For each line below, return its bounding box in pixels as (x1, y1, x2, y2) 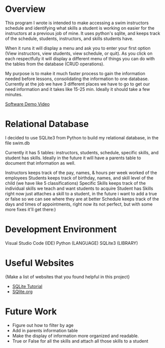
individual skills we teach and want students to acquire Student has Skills (5, 185, 154, 191)
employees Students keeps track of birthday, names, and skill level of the (5, 174, 154, 181)
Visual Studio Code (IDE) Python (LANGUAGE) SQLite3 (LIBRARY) (5, 240, 138, 246)
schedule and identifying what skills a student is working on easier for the (5, 25, 155, 31)
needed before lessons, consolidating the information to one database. (5, 76, 149, 82)
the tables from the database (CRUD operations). (5, 61, 104, 67)
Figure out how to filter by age (12, 322, 74, 328)
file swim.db (5, 140, 30, 146)
